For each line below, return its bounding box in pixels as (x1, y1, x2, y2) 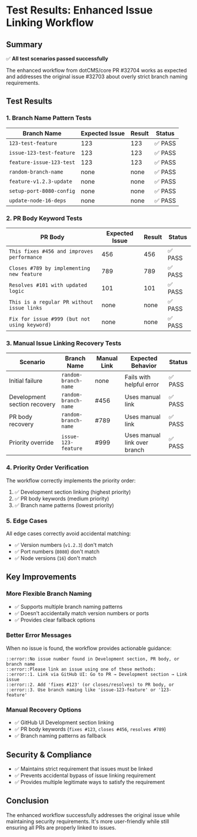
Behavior (131, 362, 157, 370)
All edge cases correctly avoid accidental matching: (6, 530, 131, 537)
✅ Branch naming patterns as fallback (14, 732, 107, 739)
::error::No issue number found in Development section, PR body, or (6, 656, 180, 662)
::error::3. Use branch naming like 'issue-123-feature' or (6, 686, 157, 693)
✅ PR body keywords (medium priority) (14, 495, 110, 502)
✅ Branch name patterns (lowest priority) (14, 501, 114, 509)
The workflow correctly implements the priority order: (6, 477, 136, 484)
